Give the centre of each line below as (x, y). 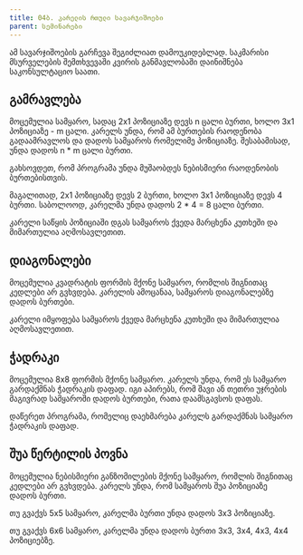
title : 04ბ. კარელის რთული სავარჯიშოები (87, 18)
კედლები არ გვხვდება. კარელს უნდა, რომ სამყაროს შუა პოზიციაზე (139, 485)
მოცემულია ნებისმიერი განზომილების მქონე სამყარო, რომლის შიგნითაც (151, 476)
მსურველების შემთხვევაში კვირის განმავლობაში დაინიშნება (126, 62)
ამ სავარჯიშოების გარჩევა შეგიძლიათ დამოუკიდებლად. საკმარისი (139, 52)
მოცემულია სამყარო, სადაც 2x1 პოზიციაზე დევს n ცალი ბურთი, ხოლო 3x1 (152, 122)
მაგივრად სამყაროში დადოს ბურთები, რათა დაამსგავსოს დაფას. (136, 398)
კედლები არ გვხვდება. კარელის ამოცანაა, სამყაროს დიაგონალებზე (142, 292)
